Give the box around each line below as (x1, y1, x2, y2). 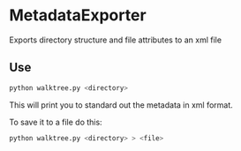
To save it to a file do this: (9, 117, 103, 127)
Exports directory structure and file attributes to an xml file (9, 34, 222, 45)
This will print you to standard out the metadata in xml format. (9, 99, 234, 110)
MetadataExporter (9, 5, 147, 26)
